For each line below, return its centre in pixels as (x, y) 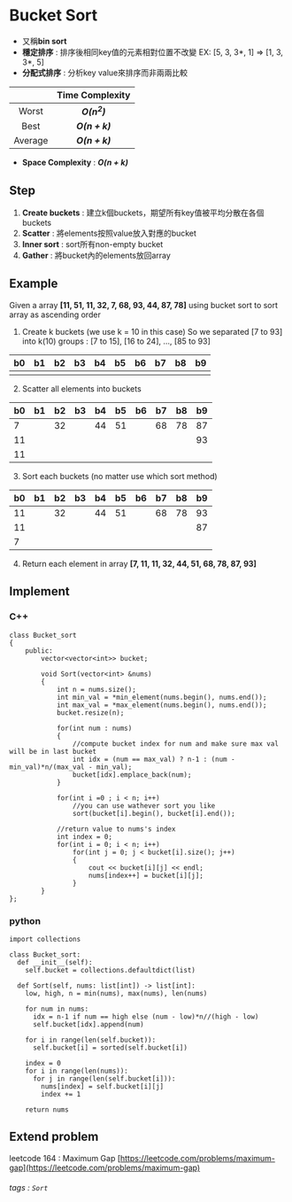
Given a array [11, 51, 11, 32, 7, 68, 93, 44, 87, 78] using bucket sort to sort (144, 305)
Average (31, 141)
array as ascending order (55, 314)
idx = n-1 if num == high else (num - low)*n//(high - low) (146, 1016)
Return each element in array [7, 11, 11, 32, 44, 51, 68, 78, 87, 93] (139, 563)
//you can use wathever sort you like (144, 806)
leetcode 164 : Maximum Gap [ (65, 1158)
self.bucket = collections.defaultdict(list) (111, 970)
